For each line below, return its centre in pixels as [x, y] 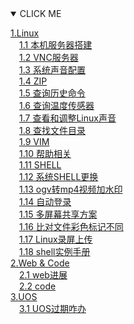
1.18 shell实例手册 [55, 251]
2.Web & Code [40, 263]
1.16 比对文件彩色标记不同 [71, 226]
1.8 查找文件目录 [53, 130]
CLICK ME [40, 13]
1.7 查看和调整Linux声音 [68, 118]
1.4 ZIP [33, 81]
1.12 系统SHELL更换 [59, 176]
